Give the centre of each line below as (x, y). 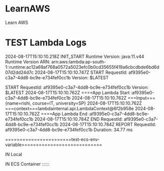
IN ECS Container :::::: (27, 164)
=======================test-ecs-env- (52, 139)
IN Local (14, 154)
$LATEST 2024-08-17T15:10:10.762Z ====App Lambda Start (68, 92)
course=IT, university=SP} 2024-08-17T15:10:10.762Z (87, 103)
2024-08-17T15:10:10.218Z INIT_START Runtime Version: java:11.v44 (75, 56)
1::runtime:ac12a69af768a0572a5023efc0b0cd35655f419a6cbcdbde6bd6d (82, 67)
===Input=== (141, 98)
